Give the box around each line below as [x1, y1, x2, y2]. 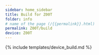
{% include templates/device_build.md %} [5, 44, 92, 50]
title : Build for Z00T [5, 12, 52, 17]
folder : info [5, 16, 32, 21]
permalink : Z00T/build [5, 26, 52, 31]
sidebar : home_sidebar [5, 7, 52, 12]
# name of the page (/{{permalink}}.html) [5, 21, 95, 26]
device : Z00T [5, 30, 32, 35]
